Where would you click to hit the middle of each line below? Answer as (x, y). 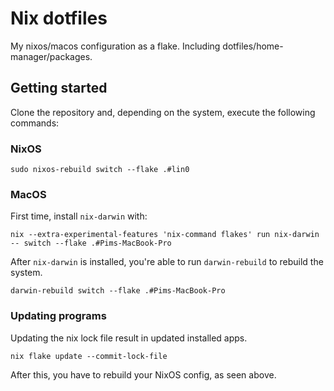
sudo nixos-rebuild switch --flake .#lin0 (100, 170)
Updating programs (58, 316)
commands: (35, 123)
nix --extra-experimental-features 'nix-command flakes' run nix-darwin (165, 235)
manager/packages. (51, 56)
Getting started (59, 88)
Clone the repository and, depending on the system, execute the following (163, 112)
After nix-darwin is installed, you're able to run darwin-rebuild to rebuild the (167, 262)
